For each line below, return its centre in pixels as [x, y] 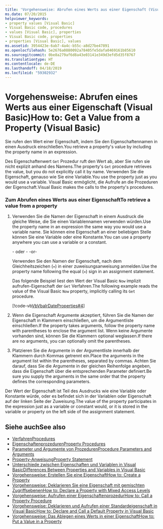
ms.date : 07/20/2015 [26, 14]
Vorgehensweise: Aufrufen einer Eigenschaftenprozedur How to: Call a [82, 495]
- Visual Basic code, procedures [39, 28]
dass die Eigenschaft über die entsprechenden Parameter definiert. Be [82, 371]
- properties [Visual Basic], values [43, 41]
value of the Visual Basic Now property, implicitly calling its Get [73, 291]
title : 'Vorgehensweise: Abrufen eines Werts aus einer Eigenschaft [76, 9]
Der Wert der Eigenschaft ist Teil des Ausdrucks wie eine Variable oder [76, 391]
